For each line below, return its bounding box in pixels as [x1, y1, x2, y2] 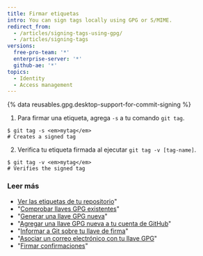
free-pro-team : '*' [13, 49, 70, 56]
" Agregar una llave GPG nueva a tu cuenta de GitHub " [17, 219, 172, 227]
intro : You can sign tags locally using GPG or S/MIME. [7, 17, 172, 24]
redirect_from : [7, 23, 51, 30]
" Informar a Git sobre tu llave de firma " [17, 227, 129, 235]
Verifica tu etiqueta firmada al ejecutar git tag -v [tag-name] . [17, 145, 197, 154]
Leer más [7, 182, 40, 191]
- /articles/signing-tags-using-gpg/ [13, 29, 123, 37]
